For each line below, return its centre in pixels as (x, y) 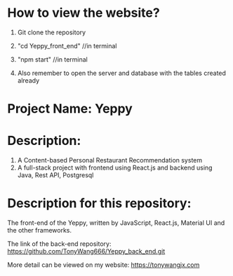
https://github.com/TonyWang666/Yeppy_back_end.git (86, 251)
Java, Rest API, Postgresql (55, 175)
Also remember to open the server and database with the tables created (122, 73)
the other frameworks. (40, 230)
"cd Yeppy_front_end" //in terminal (67, 46)
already (28, 80)
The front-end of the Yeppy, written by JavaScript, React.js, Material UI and (116, 223)
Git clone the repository (52, 32)
